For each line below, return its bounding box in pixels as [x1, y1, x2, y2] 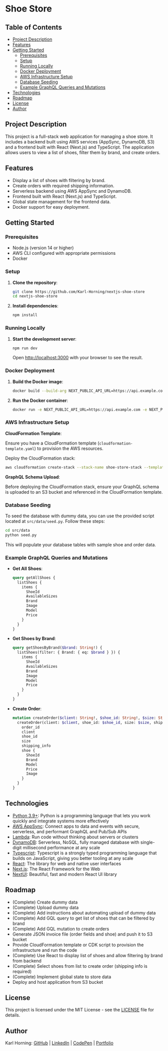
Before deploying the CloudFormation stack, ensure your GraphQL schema [5, 484, 159, 490]
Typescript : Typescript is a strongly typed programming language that [12, 850, 157, 856]
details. [5, 1012, 20, 1018]
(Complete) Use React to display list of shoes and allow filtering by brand [12, 952, 163, 958]
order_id [21, 724, 40, 730]
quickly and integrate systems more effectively [12, 818, 109, 824]
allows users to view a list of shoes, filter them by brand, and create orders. [5, 149, 160, 156]
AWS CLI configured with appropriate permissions [12, 250, 116, 256]
